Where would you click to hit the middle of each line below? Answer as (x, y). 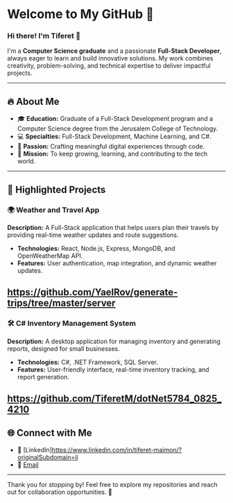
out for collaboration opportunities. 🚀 (60, 492)
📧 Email (28, 464)
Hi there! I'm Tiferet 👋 (44, 36)
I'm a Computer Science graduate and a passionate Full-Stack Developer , (114, 51)
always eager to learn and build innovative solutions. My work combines (110, 58)
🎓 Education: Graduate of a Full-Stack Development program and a (115, 119)
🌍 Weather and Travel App (53, 210)
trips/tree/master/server (61, 303)
